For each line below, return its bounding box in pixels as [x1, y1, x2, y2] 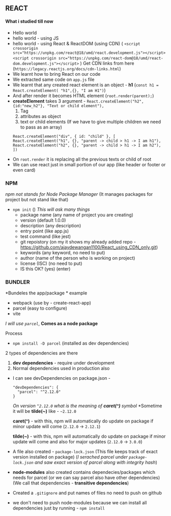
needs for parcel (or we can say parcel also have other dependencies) [12, 475, 160, 481]
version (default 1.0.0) [20, 217, 66, 223]
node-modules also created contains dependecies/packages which [12, 469, 156, 475]
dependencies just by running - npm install [12, 505, 105, 511]
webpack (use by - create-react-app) [12, 300, 92, 306]
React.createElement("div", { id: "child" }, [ [12, 134, 116, 139]
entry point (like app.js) [20, 228, 69, 234]
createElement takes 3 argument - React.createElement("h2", [12, 98, 144, 104]
